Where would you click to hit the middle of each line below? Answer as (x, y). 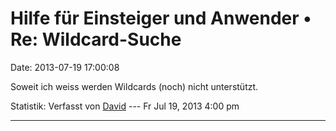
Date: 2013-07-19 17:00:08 (65, 67)
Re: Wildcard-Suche (96, 39)
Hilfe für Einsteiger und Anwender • (161, 18)
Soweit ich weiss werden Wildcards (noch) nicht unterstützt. (134, 86)
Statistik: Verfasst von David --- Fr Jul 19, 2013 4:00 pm (125, 106)
